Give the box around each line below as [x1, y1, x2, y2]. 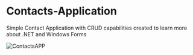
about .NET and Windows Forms [6, 30, 87, 37]
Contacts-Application [6, 4, 118, 18]
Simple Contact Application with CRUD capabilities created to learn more [6, 24, 188, 31]
